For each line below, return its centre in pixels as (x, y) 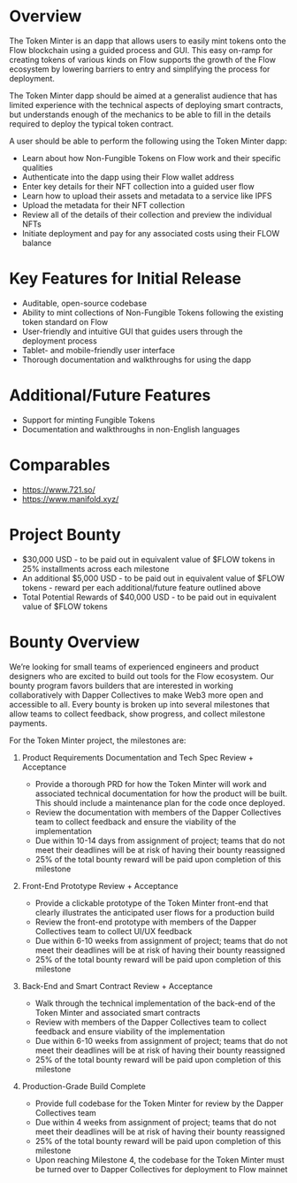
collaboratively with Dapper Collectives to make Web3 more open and (136, 695)
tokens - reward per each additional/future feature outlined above (141, 587)
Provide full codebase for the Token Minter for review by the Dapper (159, 1103)
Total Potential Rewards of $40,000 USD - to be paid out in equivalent (149, 597)
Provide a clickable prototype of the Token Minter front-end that (152, 903)
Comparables (60, 465)
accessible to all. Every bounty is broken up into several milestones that (139, 704)
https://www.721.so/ (58, 490)
